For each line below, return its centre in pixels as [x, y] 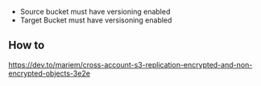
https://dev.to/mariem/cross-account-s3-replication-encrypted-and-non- [130, 64]
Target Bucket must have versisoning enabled [96, 20]
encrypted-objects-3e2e [50, 73]
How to [27, 45]
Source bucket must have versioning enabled [95, 12]
